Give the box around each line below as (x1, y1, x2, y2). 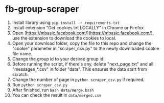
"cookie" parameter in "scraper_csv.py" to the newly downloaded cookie (12, 45, 159, 51)
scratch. (12, 71, 29, 77)
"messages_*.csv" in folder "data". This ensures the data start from (12, 66, 147, 72)
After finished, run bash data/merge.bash (12, 87, 94, 93)
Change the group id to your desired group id (12, 56, 104, 62)
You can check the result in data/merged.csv (12, 92, 102, 98)
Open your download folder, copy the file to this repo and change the (12, 40, 152, 46)
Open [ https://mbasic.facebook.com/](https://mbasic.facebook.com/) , (12, 30, 154, 36)
